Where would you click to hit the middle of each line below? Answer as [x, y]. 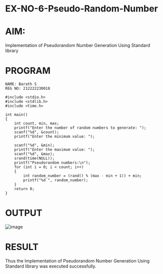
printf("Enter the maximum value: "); [54, 150]
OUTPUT [24, 213]
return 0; [24, 189]
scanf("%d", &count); [36, 132]
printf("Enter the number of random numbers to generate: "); [80, 128]
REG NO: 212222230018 [28, 89]
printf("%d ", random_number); [56, 180]
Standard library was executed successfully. [51, 266]
